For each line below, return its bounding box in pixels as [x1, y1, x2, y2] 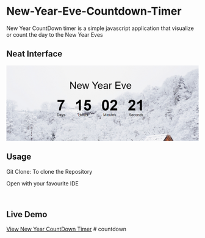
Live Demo [6, 209, 48, 220]
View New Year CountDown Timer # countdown [6, 225, 127, 233]
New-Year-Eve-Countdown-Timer [6, 4, 182, 18]
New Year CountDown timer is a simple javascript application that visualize [6, 24, 194, 32]
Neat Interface [6, 49, 63, 59]
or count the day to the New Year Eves [6, 31, 103, 38]
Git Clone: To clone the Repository [6, 168, 93, 175]
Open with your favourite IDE [6, 179, 79, 187]
